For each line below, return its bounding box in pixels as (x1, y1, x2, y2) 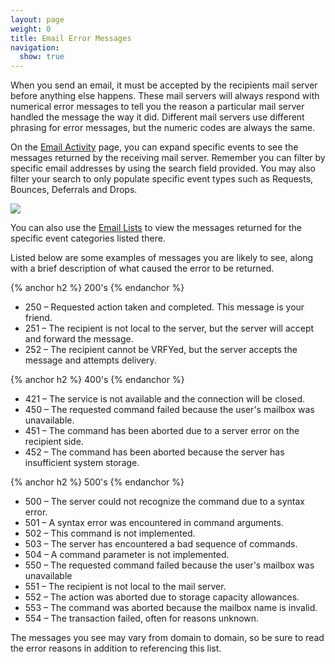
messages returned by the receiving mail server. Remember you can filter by (10, 152, 326, 164)
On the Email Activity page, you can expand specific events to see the (10, 141, 299, 153)
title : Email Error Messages (10, 33, 132, 43)
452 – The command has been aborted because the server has (24, 446, 285, 458)
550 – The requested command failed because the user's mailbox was (24, 559, 315, 571)
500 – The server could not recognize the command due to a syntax (24, 496, 306, 508)
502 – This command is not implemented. (24, 527, 196, 540)
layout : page (10, 14, 65, 25)
